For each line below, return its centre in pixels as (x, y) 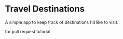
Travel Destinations (45, 9)
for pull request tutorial (28, 31)
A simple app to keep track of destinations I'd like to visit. (62, 22)
